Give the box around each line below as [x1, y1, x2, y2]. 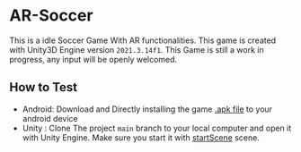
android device [22, 113, 78, 123]
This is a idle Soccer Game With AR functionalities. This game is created [9, 35, 277, 46]
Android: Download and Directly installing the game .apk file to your [22, 104, 272, 114]
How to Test [9, 80, 78, 95]
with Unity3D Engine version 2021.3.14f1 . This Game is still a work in [9, 44, 264, 55]
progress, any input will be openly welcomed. [9, 54, 178, 64]
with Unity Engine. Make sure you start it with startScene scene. [22, 131, 261, 143]
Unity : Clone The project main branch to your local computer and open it [22, 122, 292, 133]
